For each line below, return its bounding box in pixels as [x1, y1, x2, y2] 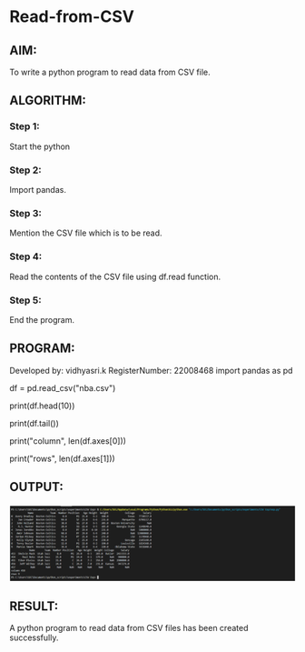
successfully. [9, 632, 59, 643]
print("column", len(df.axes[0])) [9, 435, 127, 446]
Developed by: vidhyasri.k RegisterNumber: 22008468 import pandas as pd [9, 365, 293, 376]
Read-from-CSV [9, 6, 134, 27]
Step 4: [9, 250, 43, 263]
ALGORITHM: [9, 93, 86, 108]
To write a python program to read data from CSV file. [9, 66, 211, 77]
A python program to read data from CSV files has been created [9, 623, 249, 634]
